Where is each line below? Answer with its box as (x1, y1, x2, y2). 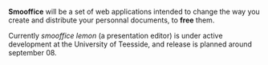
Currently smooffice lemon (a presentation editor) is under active (8, 31, 223, 40)
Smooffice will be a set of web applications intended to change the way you (8, 7, 261, 16)
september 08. (8, 48, 58, 57)
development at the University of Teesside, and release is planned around (8, 39, 253, 49)
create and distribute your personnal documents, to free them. (8, 15, 215, 25)
